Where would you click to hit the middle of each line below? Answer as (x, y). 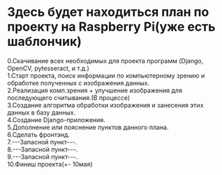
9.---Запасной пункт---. (43, 156)
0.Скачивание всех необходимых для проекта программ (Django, (105, 60)
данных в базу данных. (42, 112)
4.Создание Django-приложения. (57, 119)
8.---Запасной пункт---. (43, 149)
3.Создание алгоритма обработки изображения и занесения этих (105, 105)
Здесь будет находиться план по (108, 12)
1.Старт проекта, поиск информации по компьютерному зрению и (106, 75)
